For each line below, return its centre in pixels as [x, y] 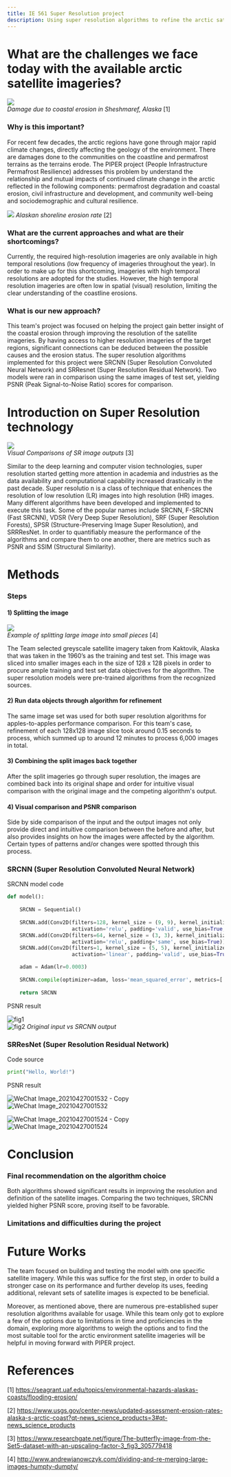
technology [41, 427]
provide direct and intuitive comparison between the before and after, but [111, 829]
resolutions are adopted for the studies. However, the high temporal [103, 278]
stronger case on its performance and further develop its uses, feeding [108, 1285]
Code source [25, 1059]
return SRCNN [38, 992]
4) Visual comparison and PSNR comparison [72, 806]
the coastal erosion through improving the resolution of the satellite [102, 333]
